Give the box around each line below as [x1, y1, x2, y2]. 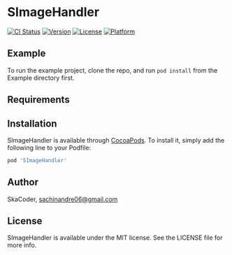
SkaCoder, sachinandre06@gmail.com [7, 195, 118, 203]
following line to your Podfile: [7, 143, 92, 152]
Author [7, 176, 38, 189]
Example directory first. [7, 73, 75, 82]
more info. [7, 241, 37, 249]
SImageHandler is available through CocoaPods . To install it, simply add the [7, 136, 225, 144]
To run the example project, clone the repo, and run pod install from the [7, 66, 218, 74]
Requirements [7, 94, 70, 105]
